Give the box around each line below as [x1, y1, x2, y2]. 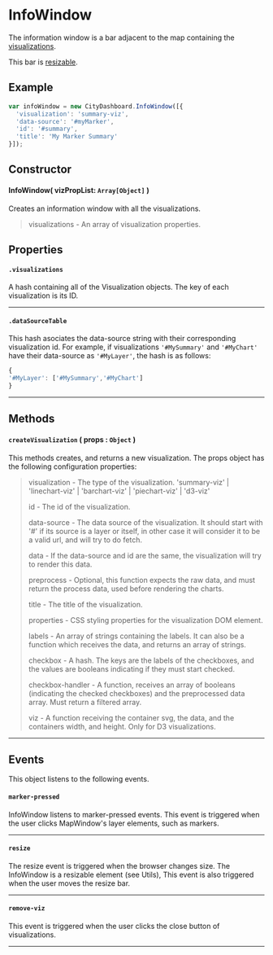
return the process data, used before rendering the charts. [28, 584, 224, 594]
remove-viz [8, 905, 45, 913]
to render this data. [28, 559, 93, 569]
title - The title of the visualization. [28, 599, 143, 609]
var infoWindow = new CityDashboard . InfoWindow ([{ [8, 102, 184, 111]
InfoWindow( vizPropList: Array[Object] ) [8, 185, 149, 195]
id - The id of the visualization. [28, 502, 131, 511]
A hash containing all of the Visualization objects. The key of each [8, 283, 229, 292]
